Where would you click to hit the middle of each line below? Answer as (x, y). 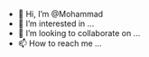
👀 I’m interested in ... (56, 24)
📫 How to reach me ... (60, 43)
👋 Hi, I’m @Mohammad (61, 14)
